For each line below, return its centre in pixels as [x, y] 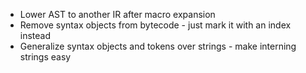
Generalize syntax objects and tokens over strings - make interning [158, 46]
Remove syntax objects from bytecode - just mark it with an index [155, 25]
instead [35, 35]
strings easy [45, 57]
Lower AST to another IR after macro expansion [117, 14]
